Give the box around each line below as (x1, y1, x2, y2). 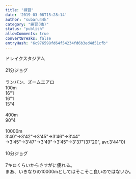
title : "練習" (5, 7, 34, 13)
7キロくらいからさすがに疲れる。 (5, 162, 75, 168)
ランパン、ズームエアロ (5, 79, 55, 85)
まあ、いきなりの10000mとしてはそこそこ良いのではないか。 (5, 168, 134, 174)
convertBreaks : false (5, 36, 51, 41)
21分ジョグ (5, 67, 28, 73)
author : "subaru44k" (5, 17, 49, 22)
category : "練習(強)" (5, 21, 49, 27)
